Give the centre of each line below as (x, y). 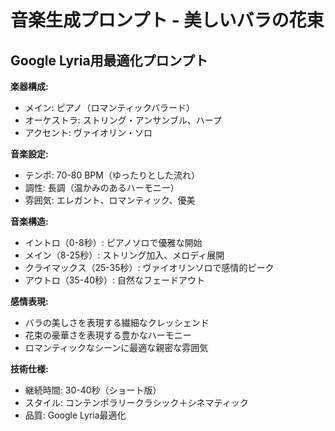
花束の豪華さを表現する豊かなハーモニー (108, 335)
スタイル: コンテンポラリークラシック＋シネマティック (136, 402)
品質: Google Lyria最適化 (75, 415)
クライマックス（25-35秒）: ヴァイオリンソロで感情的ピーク (149, 267)
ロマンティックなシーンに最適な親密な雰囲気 (116, 347)
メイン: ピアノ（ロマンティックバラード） (109, 107)
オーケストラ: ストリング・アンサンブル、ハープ (123, 120)
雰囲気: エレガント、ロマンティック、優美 (110, 200)
